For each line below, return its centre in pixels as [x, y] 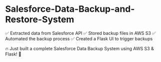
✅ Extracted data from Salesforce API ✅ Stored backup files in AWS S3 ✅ [80, 33]
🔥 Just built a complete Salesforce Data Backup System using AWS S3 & [80, 48]
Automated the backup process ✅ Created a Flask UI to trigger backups [79, 38]
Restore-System [40, 19]
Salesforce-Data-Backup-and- [70, 9]
